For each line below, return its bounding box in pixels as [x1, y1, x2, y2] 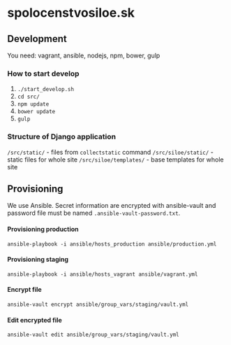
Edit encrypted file [7, 316, 63, 324]
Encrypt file [7, 286, 42, 294]
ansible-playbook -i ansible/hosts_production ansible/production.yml [7, 240, 217, 248]
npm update [17, 101, 50, 108]
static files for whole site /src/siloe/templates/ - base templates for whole [7, 155, 224, 164]
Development [7, 33, 68, 45]
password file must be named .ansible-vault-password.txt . [7, 209, 181, 218]
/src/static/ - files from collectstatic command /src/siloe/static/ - [7, 148, 214, 156]
